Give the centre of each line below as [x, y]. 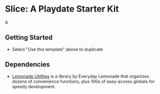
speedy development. [34, 86]
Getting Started [29, 38]
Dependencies [27, 65]
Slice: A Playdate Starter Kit [62, 9]
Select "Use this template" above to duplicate [57, 49]
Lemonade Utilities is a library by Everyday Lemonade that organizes [80, 76]
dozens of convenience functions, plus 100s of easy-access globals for [83, 81]
